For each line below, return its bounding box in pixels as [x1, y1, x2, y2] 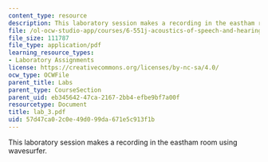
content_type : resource [8, 11, 88, 20]
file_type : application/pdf [8, 41, 102, 49]
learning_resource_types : [8, 49, 94, 57]
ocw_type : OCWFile [8, 71, 69, 79]
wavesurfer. [8, 145, 48, 156]
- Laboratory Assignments [8, 57, 94, 65]
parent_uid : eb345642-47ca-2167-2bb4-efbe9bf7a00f [8, 93, 180, 101]
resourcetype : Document [8, 101, 88, 109]
